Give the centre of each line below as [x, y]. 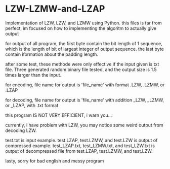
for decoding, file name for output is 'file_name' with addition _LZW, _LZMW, [85, 100]
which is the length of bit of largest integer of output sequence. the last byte [85, 49]
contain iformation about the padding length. [52, 54]
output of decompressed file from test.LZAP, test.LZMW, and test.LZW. [79, 151]
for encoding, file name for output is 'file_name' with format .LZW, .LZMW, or [85, 85]
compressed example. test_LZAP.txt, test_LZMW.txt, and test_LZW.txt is [80, 146]
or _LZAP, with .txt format [32, 105]
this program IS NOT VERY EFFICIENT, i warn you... [59, 115]
